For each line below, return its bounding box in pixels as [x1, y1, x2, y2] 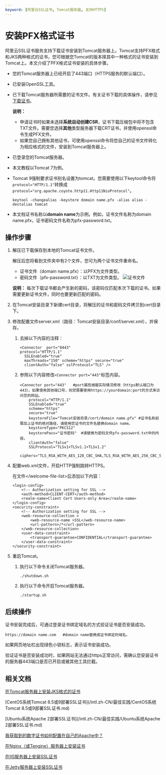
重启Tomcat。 [12, 553, 41, 559]
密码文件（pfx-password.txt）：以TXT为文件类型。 [19, 275, 122, 281]
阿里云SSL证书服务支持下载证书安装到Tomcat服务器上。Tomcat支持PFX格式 [5, 48, 160, 54]
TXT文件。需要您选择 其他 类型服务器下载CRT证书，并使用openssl [19, 125, 153, 131]
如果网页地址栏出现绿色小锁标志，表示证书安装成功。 [5, 642, 114, 648]
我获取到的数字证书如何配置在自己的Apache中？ [5, 732, 103, 738]
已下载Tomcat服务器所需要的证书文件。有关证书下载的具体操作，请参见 [12, 91, 158, 97]
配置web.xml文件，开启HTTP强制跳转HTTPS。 [12, 463, 108, 469]
